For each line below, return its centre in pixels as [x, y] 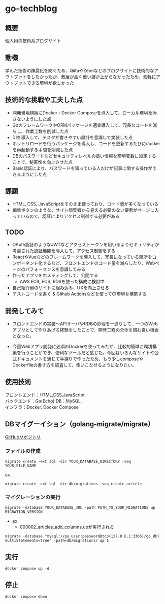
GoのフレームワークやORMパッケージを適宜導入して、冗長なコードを [82, 125]
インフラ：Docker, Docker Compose [42, 407]
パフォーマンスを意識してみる [55, 269]
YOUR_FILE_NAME [21, 466]
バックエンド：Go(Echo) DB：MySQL [43, 401]
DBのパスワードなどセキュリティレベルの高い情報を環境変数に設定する [84, 156]
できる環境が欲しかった [50, 83]
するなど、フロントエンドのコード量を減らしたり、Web [99, 263]
